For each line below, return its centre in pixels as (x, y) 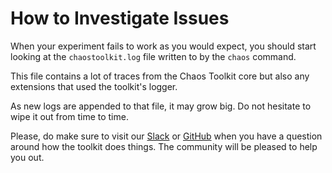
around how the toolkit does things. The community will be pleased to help (164, 146)
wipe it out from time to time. (69, 116)
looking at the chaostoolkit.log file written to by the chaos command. (153, 56)
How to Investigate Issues (120, 18)
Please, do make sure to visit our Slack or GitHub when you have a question (166, 136)
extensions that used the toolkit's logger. (94, 86)
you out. (27, 157)
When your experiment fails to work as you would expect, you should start (163, 46)
